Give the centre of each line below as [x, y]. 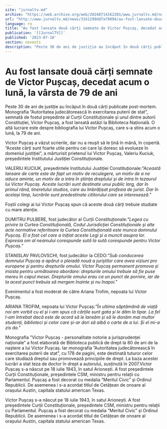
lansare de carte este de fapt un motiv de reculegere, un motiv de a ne [78, 173]
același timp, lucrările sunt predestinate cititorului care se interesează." [78, 194]
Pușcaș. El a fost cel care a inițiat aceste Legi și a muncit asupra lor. [75, 235]
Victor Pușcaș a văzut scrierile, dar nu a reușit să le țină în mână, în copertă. [83, 143]
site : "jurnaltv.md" [27, 10]
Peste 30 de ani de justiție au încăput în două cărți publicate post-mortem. [81, 106]
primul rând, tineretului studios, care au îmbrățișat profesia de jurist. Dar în [82, 189]
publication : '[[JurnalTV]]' [35, 33]
